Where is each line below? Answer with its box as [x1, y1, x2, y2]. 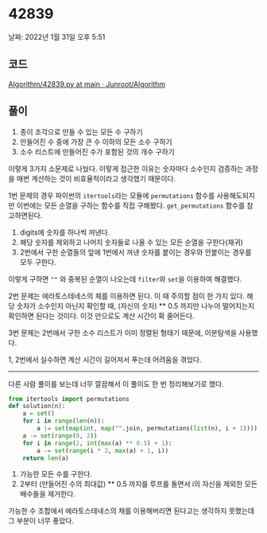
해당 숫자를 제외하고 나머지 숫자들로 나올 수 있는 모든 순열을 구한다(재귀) [19, 237, 244, 247]
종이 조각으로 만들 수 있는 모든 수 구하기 [19, 126, 143, 136]
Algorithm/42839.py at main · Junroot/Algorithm [8, 79, 166, 88]
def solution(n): [8, 403, 66, 410]
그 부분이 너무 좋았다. [8, 516, 74, 526]
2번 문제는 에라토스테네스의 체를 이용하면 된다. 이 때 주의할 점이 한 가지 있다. [8, 291, 246, 301]
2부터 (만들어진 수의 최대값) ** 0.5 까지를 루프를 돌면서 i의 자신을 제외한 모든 [19, 479, 258, 489]
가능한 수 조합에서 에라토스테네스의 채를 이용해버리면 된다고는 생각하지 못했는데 [8, 506, 255, 515]
